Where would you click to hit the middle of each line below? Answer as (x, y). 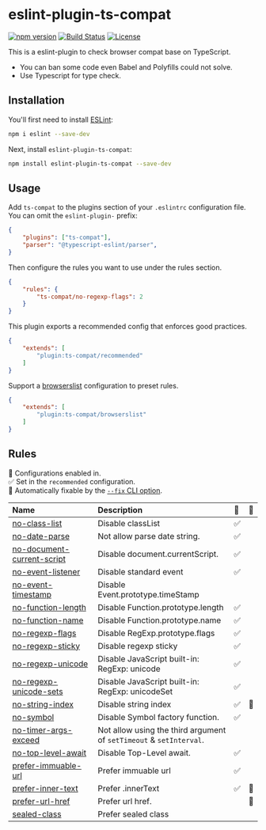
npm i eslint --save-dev (49, 134)
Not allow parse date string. (149, 536)
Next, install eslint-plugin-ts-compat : (70, 149)
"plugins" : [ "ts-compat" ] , (67, 238)
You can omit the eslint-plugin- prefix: (73, 216)
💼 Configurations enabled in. (55, 473)
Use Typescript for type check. (70, 75)
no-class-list (37, 523)
